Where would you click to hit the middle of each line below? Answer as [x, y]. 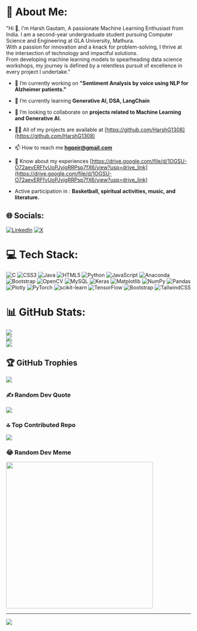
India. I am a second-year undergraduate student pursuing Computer [89, 34]
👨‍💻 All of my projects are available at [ [60, 129]
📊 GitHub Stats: [46, 312]
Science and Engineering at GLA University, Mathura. [70, 40]
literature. [27, 197]
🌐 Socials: [25, 216]
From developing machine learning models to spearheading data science [94, 59]
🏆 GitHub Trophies [42, 363]
